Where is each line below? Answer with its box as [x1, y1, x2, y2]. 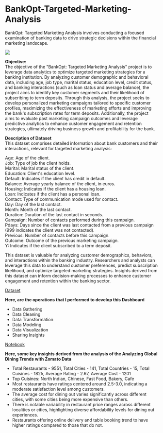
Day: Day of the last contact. [5, 201, 62, 207]
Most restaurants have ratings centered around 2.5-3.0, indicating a [12, 381, 147, 387]
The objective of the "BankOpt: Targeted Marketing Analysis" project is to [5, 64, 152, 69]
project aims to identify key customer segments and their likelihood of [5, 89, 145, 95]
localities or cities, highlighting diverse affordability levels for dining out [12, 407, 155, 413]
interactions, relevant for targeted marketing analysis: [5, 145, 112, 151]
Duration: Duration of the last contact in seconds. [5, 211, 103, 217]
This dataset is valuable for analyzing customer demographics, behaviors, [5, 252, 153, 258]
